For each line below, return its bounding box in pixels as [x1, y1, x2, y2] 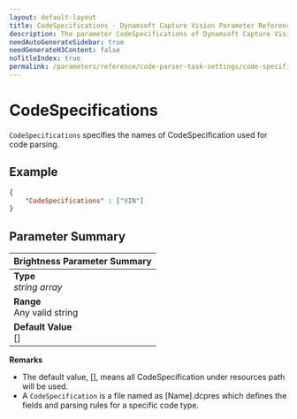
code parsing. [9, 139, 60, 149]
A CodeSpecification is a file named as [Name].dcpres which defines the [21, 391, 287, 401]
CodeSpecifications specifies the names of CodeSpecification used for [9, 129, 268, 140]
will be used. [21, 381, 69, 392]
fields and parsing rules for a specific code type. [21, 400, 200, 411]
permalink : [9, 63, 49, 72]
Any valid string [13, 307, 79, 319]
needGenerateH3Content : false [9, 46, 121, 55]
